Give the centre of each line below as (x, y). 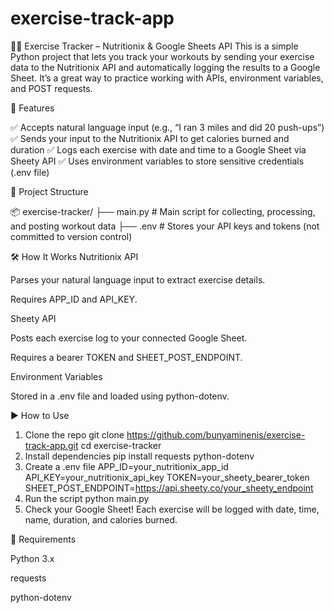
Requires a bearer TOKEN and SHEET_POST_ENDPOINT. (126, 357)
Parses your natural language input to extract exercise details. (138, 279)
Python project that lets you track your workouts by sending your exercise (162, 56)
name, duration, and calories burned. (101, 519)
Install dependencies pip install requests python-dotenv (139, 456)
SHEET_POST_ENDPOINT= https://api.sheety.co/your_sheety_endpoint (169, 488)
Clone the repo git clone (74, 434)
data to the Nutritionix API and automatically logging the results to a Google (165, 67)
